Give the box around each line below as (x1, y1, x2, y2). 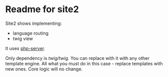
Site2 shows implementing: (5, 20, 62, 26)
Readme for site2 (5, 4, 79, 15)
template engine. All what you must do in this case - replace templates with (5, 60, 163, 66)
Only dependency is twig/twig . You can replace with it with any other (5, 55, 150, 61)
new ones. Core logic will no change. (5, 66, 83, 72)
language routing (12, 30, 49, 36)
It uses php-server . (5, 45, 45, 51)
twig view (12, 35, 33, 42)
